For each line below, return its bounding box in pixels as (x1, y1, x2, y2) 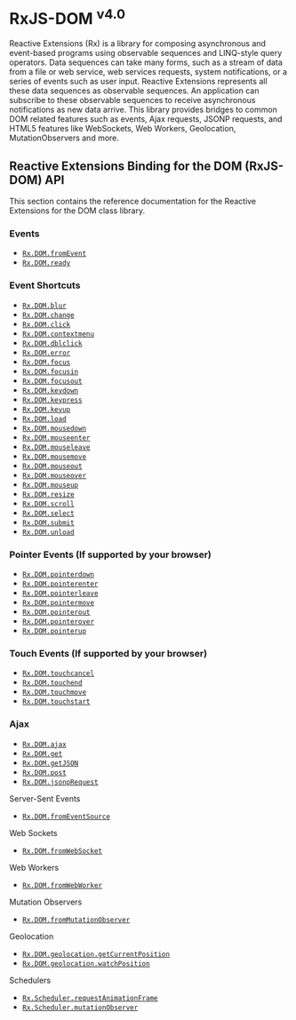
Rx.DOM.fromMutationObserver (21, 915, 131, 924)
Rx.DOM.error (21, 348, 71, 357)
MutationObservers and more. (9, 132, 120, 143)
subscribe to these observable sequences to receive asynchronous (9, 95, 256, 106)
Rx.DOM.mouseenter (21, 433, 91, 442)
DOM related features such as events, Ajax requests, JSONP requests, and (9, 114, 283, 124)
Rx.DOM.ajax (21, 739, 67, 749)
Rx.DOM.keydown (21, 386, 79, 395)
